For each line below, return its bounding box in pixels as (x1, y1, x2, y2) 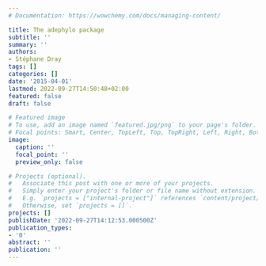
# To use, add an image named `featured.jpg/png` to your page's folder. (8, 121, 257, 129)
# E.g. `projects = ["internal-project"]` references (8, 195, 196, 203)
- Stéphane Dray (8, 55, 62, 63)
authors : (8, 48, 37, 56)
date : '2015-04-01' (8, 77, 73, 85)
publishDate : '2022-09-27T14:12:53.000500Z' (8, 216, 158, 224)
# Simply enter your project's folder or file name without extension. (8, 187, 257, 195)
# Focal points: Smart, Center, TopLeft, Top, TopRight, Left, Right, (8, 128, 246, 137)
